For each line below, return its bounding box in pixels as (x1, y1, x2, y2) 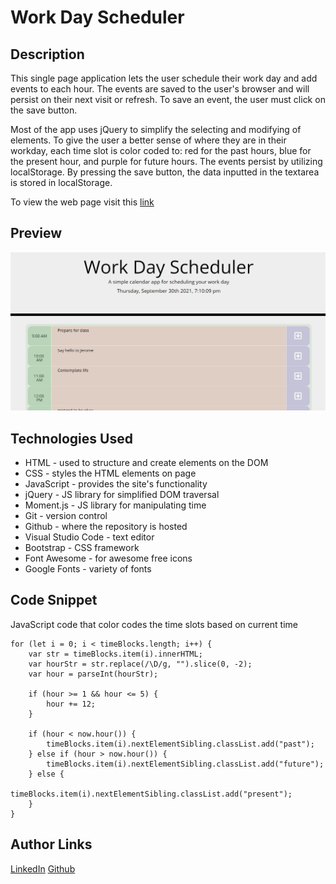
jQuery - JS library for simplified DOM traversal (24, 489, 220, 501)
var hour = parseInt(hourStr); (28, 669, 159, 679)
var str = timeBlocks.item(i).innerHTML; (28, 649, 203, 659)
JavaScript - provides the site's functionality (24, 478, 208, 490)
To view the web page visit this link (10, 196, 155, 208)
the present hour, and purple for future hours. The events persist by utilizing (10, 156, 323, 167)
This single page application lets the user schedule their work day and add (10, 72, 318, 84)
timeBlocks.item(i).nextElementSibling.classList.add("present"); (10, 789, 293, 799)
